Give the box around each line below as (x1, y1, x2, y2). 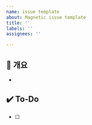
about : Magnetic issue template (6, 14, 86, 20)
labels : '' (6, 25, 33, 32)
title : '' (6, 20, 31, 26)
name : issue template (6, 8, 60, 15)
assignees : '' (6, 31, 42, 37)
